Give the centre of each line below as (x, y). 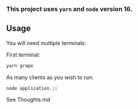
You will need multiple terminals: (46, 43)
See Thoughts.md (28, 100)
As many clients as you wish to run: (50, 77)
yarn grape (20, 66)
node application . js (32, 88)
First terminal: (23, 54)
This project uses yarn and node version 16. (69, 9)
